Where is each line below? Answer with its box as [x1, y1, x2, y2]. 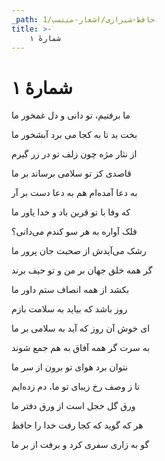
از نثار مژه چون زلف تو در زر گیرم [11, 148, 138, 160]
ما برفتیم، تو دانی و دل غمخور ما [11, 109, 131, 121]
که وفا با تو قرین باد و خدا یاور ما [11, 206, 131, 218]
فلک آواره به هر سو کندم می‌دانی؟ [11, 226, 138, 238]
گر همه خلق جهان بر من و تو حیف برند [11, 264, 153, 276]
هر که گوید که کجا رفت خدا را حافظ [11, 419, 144, 431]
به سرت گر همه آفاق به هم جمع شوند [11, 342, 151, 354]
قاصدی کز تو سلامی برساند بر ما [11, 167, 132, 180]
